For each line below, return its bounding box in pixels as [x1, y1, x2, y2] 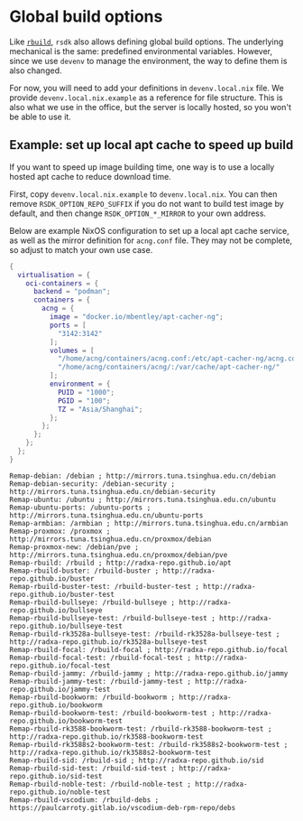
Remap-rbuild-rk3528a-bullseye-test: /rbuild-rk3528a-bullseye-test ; [9, 630, 280, 639]
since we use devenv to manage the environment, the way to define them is [9, 55, 288, 66]
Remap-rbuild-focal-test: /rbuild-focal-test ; [9, 653, 192, 662]
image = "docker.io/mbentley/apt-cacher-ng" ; [49, 313, 224, 322]
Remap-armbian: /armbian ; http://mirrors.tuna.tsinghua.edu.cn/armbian [9, 518, 289, 527]
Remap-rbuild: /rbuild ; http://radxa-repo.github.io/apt [9, 558, 232, 567]
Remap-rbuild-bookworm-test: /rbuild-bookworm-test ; [9, 708, 216, 717]
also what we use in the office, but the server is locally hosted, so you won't [9, 101, 291, 112]
